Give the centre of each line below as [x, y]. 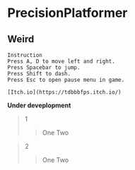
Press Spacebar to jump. [44, 68]
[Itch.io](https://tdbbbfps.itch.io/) [64, 92]
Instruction [25, 55]
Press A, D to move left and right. [61, 61]
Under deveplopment [39, 105]
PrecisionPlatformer [67, 13]
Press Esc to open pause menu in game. [66, 80]
